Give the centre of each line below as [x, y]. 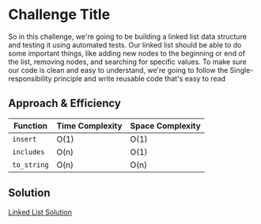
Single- [242, 70]
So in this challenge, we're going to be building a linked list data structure [128, 36]
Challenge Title [59, 15]
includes [28, 152]
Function [30, 126]
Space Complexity [166, 126]
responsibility [30, 78]
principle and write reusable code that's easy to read [140, 78]
